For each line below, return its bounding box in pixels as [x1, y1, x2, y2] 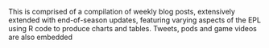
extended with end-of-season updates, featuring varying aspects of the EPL [8, 15, 262, 25]
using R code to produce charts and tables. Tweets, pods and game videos [8, 24, 258, 33]
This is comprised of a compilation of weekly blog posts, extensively [8, 7, 236, 16]
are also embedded [8, 32, 73, 42]
